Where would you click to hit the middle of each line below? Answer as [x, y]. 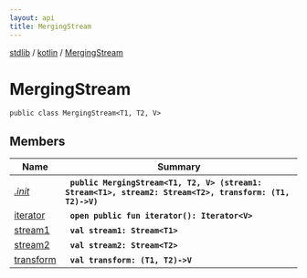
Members [37, 141]
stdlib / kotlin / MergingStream [66, 52]
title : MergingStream [51, 26]
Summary [179, 167]
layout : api [32, 18]
